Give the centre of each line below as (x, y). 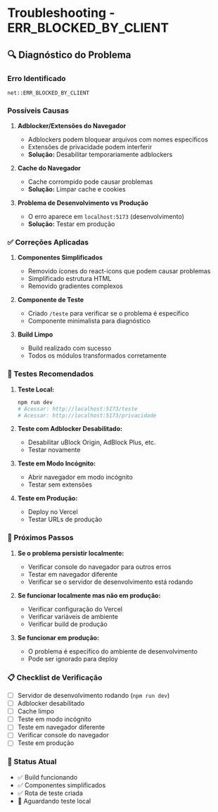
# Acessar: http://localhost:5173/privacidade (87, 416)
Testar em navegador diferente (73, 574)
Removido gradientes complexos (75, 286)
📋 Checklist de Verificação (55, 677)
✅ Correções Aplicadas (48, 242)
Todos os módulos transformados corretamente (97, 356)
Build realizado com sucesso (70, 348)
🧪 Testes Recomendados (50, 374)
